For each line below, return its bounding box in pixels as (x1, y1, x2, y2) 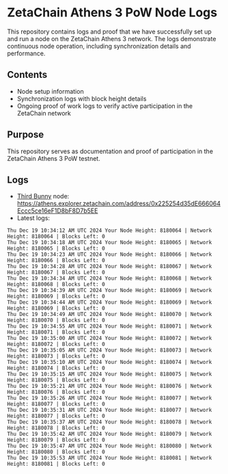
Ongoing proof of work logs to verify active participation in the (16, 101, 193, 110)
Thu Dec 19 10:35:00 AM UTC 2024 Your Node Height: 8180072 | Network (7, 335, 212, 342)
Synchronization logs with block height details (16, 94, 147, 103)
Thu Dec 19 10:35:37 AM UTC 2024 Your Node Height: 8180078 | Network (7, 419, 212, 425)
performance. (7, 49, 46, 57)
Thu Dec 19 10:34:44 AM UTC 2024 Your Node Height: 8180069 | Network (7, 299, 212, 306)
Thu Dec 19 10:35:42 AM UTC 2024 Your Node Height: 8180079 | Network (7, 431, 212, 438)
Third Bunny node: (16, 192, 70, 200)
